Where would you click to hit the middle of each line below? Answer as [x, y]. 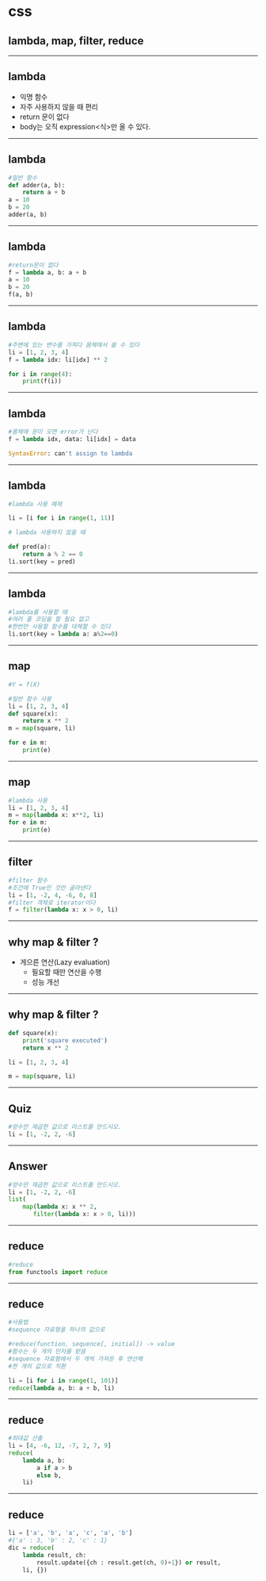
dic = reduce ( [32, 1548]
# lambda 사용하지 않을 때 [47, 533]
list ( [17, 1199]
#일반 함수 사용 [30, 699]
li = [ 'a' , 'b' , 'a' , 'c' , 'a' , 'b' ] [70, 1533]
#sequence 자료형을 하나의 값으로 [57, 1330]
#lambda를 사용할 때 [38, 612]
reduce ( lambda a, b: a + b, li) [61, 1388]
